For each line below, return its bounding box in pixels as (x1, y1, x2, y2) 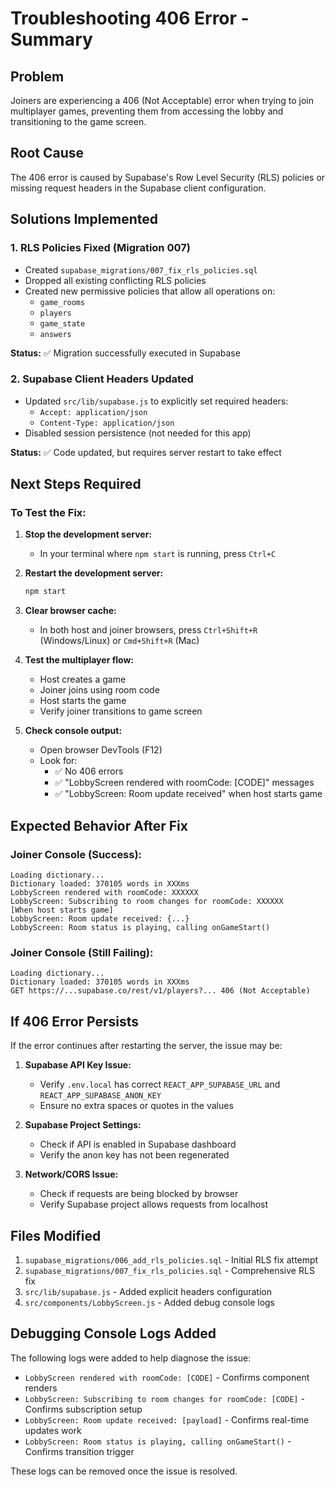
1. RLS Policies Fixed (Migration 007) (10, 241, 191, 255)
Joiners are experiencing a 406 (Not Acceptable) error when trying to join (10, 95, 314, 106)
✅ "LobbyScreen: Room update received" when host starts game (54, 788, 323, 800)
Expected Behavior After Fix (10, 817, 188, 834)
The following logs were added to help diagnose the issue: (10, 1352, 252, 1364)
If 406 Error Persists (10, 1013, 140, 1030)
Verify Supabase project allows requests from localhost (39, 1198, 269, 1211)
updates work (24, 1424, 82, 1436)
